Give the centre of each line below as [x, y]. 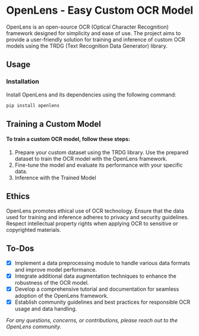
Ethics [18, 196]
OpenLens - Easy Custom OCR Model [100, 10]
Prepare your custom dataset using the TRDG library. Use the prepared [102, 153]
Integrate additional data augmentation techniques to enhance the [95, 276]
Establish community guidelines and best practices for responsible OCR [102, 302]
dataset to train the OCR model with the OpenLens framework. [91, 159]
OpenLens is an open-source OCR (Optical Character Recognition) [88, 27]
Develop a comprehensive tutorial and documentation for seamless [97, 289]
